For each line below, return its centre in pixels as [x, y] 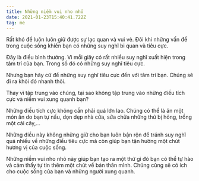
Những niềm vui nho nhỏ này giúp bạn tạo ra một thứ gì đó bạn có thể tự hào [100, 159]
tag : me [16, 23]
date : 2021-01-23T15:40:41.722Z [46, 17]
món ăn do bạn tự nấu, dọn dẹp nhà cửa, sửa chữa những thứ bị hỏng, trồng [99, 117]
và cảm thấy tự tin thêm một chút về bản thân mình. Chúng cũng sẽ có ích [97, 165]
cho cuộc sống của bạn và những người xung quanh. [71, 172]
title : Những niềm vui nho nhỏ [45, 12]
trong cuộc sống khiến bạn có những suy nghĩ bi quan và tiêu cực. [87, 46]
